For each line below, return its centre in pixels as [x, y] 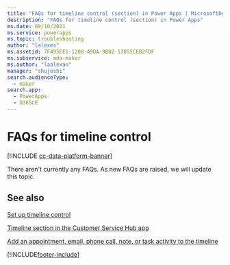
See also [26, 198]
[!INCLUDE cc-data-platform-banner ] [60, 156]
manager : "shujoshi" [37, 71]
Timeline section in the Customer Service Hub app [78, 228]
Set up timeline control [39, 214]
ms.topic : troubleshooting [46, 39]
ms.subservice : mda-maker [44, 58]
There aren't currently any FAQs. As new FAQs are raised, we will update [109, 169]
